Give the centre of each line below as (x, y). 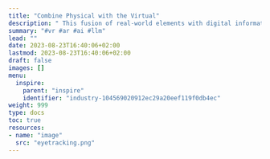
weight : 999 (28, 105)
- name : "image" (35, 135)
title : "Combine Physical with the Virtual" (84, 16)
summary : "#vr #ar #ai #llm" (57, 31)
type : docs (27, 113)
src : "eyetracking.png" (55, 143)
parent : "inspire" (53, 90)
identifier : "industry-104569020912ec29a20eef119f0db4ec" (122, 98)
